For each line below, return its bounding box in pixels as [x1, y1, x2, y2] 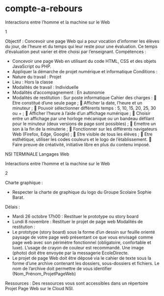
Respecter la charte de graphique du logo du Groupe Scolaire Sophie [12, 189, 152, 195]
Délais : [5, 204, 21, 210]
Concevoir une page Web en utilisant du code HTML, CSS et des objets [12, 58, 157, 64]
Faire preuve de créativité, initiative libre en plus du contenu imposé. [12, 141, 150, 147]
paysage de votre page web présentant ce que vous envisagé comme [12, 234, 153, 240]
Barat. [12, 194, 24, 200]
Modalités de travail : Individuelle [12, 84, 79, 90]
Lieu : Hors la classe [12, 79, 53, 85]
